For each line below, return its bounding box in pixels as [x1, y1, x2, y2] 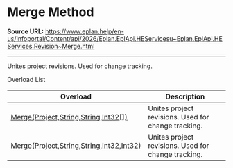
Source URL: [7, 27, 44, 35]
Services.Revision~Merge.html [7, 42, 95, 50]
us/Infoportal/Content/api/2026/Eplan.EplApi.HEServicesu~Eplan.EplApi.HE [7, 34, 223, 42]
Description [165, 92, 205, 101]
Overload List [7, 75, 46, 83]
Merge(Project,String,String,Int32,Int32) [10, 140, 141, 150]
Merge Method [7, 4, 94, 20]
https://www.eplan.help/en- [44, 27, 125, 35]
